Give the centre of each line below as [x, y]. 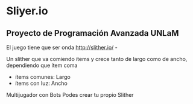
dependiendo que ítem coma [42, 65]
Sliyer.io [27, 11]
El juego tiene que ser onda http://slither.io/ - [62, 47]
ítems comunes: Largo [43, 77]
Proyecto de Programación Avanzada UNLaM [93, 33]
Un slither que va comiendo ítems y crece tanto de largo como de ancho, [97, 59]
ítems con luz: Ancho [41, 83]
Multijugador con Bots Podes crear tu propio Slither [70, 95]
